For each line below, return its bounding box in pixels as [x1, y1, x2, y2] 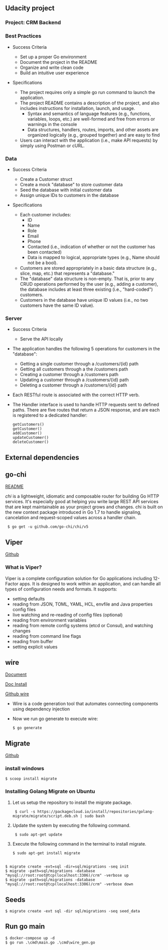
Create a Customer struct [20, 176, 73, 182]
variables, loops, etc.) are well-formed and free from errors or [27, 115, 155, 122]
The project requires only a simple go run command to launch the [20, 89, 155, 95]
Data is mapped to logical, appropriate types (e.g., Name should [27, 254, 160, 260]
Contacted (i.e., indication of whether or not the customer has [27, 244, 155, 250]
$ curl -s [15, 809, 36, 814]
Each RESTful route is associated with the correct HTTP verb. [12, 392, 140, 398]
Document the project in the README [20, 59, 98, 65]
